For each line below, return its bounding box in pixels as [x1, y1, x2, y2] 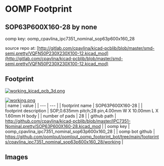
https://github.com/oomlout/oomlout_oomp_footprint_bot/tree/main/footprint [5, 133, 159, 140]
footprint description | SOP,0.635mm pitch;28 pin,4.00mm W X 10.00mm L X [5, 107, 159, 113]
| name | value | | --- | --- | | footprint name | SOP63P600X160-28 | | [5, 103, 143, 108]
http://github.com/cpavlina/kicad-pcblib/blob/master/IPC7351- [5, 118, 131, 124]
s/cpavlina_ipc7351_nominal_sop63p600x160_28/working [5, 139, 121, 145]
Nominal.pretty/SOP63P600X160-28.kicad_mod [5, 123, 101, 129]
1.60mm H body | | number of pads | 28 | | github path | [5, 113, 116, 119]
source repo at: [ [5, 45, 39, 51]
